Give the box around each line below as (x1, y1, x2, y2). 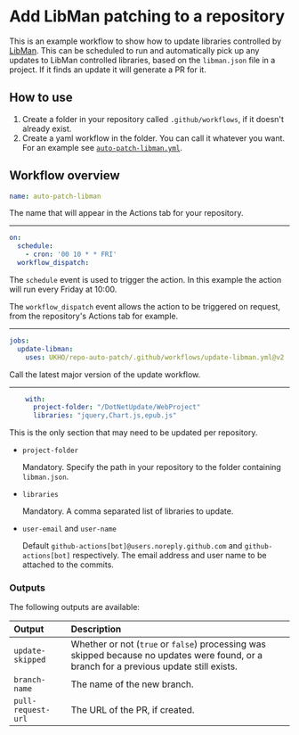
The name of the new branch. (70, 678, 194, 690)
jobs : (9, 336, 29, 345)
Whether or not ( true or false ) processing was (70, 638, 267, 650)
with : (25, 394, 46, 403)
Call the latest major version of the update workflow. (9, 368, 201, 380)
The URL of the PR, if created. (70, 704, 195, 716)
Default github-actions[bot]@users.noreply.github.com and (21, 541, 243, 551)
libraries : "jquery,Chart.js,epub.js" (32, 411, 177, 420)
